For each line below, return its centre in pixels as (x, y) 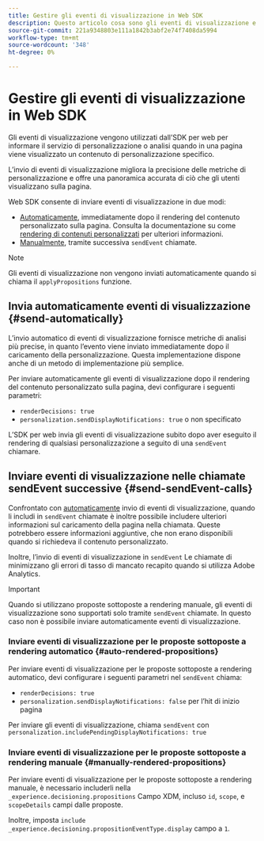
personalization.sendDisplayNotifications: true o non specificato (130, 419)
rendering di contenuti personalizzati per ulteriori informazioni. (121, 234)
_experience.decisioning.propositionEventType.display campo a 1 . (119, 828)
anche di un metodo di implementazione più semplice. (96, 363)
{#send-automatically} (66, 319)
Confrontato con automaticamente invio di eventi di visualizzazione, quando (132, 507)
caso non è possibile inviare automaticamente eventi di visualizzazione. (124, 621)
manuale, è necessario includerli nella (70, 788)
